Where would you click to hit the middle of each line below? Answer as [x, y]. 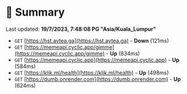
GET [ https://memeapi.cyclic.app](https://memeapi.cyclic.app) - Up [97, 60]
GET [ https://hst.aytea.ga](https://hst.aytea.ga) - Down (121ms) [92, 40]
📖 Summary [35, 12]
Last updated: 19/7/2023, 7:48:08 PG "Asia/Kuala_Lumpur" [81, 29]
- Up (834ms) [123, 53]
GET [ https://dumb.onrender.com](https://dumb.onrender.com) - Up [97, 79]
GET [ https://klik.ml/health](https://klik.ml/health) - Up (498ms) [91, 72]
